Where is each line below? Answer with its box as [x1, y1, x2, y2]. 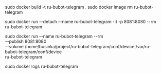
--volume [5, 44, 24, 49]
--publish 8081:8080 [5, 38, 47, 44]
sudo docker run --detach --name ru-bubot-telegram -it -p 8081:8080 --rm [5, 19, 157, 24]
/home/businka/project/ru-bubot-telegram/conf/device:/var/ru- [24, 44, 151, 49]
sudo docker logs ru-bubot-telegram [5, 63, 79, 69]
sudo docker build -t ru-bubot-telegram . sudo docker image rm [5, 4, 133, 10]
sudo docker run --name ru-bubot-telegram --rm [5, 34, 104, 39]
